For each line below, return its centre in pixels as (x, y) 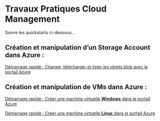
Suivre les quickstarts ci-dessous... (40, 32)
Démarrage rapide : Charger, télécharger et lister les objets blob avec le (76, 67)
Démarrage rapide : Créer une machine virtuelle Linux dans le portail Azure (80, 113)
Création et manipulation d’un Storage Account (78, 47)
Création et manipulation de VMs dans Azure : (76, 87)
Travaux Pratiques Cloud (56, 9)
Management (32, 19)
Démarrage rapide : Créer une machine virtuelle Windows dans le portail (78, 99)
